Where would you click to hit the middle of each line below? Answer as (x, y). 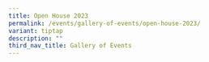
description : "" (36, 38)
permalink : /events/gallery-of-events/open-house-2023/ (104, 23)
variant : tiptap (36, 31)
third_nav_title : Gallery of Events (70, 46)
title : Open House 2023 (49, 16)
